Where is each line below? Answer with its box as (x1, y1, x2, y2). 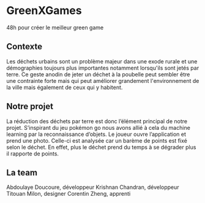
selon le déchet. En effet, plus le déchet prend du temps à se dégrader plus (6, 143, 196, 151)
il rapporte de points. (6, 150, 59, 157)
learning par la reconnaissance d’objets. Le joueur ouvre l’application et (6, 130, 187, 138)
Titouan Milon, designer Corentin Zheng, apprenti (6, 190, 131, 198)
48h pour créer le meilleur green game (6, 24, 104, 31)
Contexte (6, 41, 43, 52)
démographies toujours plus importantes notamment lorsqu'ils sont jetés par (6, 64, 199, 71)
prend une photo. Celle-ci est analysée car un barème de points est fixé (6, 137, 188, 144)
